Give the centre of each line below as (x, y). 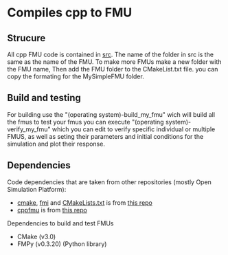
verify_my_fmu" (29, 129)
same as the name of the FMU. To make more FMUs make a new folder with (114, 62)
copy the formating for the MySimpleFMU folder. (76, 76)
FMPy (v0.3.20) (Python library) (62, 244)
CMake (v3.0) (36, 236)
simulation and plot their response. (56, 144)
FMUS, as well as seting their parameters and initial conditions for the (105, 136)
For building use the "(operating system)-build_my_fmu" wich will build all (111, 114)
